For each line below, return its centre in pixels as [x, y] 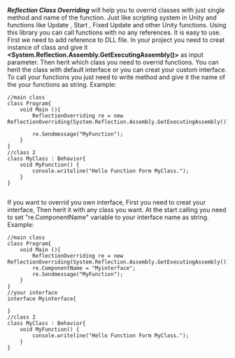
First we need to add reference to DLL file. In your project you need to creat [116, 40]
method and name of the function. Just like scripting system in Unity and [112, 18]
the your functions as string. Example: [62, 84]
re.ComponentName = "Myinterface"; [84, 268]
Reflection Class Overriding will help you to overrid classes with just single [116, 10]
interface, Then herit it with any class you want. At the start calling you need [117, 210]
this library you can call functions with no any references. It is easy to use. [114, 32]
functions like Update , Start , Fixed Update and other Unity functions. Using [117, 25]
